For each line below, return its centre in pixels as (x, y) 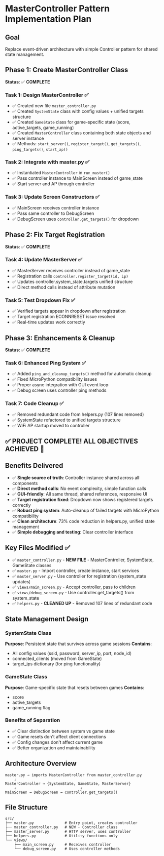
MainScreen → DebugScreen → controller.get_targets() (62, 792)
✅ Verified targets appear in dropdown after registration (69, 311)
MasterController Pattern (57, 9)
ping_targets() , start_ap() (40, 149)
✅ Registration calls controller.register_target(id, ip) (70, 276)
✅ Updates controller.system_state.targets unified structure (72, 282)
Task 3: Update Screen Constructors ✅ (52, 197)
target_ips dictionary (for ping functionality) (56, 664)
